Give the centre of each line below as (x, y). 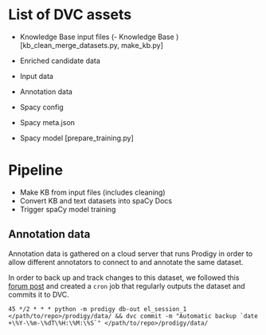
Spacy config (41, 107)
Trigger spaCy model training (68, 209)
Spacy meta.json (47, 122)
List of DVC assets (70, 15)
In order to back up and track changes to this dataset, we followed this (124, 278)
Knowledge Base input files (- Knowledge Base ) (99, 37)
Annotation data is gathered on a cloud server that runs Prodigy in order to (131, 254)
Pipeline (36, 170)
